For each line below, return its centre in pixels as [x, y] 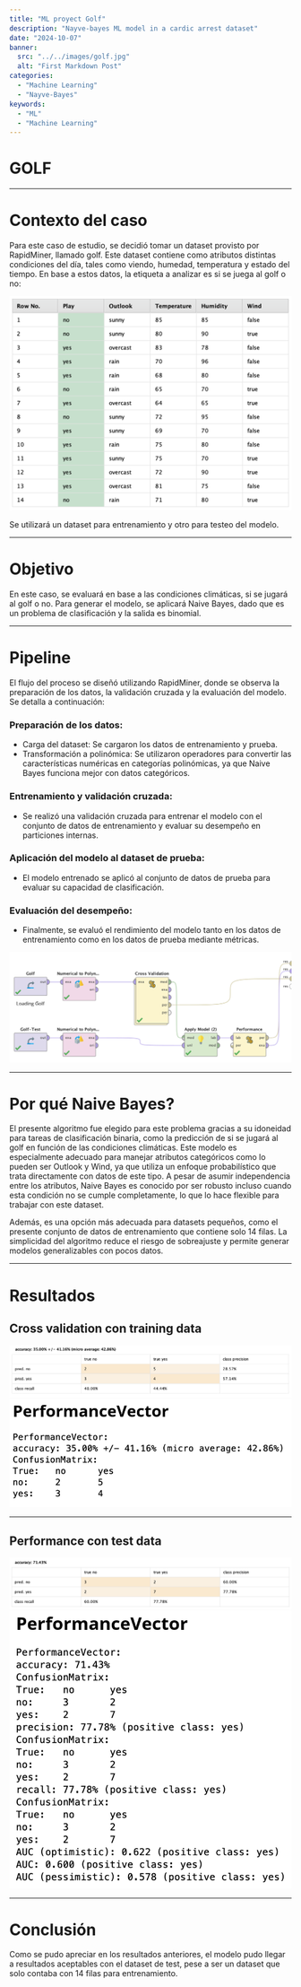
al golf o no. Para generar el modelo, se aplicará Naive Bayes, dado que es [147, 604]
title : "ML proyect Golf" [57, 19]
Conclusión [53, 1930]
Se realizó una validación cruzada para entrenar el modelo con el [142, 815]
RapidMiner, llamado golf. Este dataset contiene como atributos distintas [142, 255]
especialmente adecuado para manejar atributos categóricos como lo [138, 1157]
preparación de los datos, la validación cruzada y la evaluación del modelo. [148, 692]
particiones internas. [60, 835]
